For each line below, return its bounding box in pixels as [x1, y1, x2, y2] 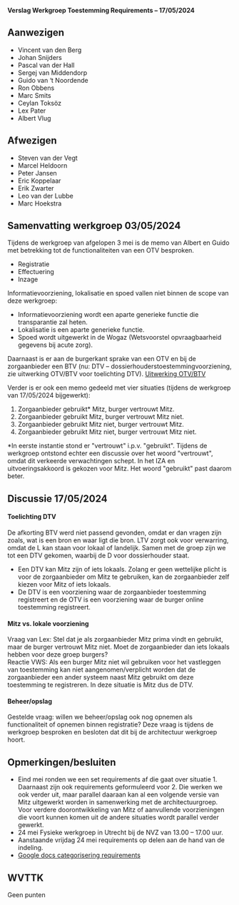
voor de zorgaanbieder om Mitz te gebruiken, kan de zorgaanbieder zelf [17, 572, 230, 581]
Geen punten [7, 891, 46, 899]
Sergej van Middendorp [17, 68, 88, 77]
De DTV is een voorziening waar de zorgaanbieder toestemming [17, 588, 207, 597]
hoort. [7, 735, 26, 744]
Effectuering [17, 268, 55, 276]
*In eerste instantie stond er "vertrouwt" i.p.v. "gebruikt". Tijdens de [7, 442, 208, 450]
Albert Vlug [17, 113, 51, 122]
